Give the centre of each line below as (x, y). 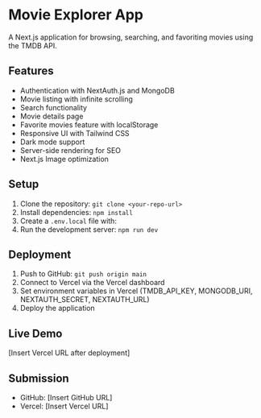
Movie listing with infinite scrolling (76, 99)
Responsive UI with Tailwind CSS (75, 133)
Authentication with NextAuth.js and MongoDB (97, 90)
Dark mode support (52, 142)
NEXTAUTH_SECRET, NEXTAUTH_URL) (85, 300)
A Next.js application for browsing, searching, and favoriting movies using (131, 37)
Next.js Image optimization (64, 159)
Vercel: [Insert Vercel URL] (64, 406)
